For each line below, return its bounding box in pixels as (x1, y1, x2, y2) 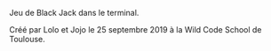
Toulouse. (9, 34, 46, 44)
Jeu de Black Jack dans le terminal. (9, 8, 139, 18)
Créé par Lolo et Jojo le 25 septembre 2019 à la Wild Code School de (9, 25, 262, 34)
